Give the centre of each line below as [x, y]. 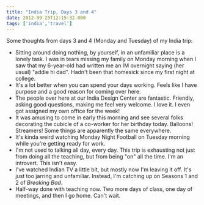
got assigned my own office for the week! [67, 111]
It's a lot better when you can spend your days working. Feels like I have [106, 85]
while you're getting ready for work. [60, 144]
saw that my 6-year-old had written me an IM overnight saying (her [100, 65]
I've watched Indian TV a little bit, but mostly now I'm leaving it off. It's [103, 170]
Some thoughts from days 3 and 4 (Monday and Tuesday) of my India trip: [100, 41]
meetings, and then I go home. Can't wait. [68, 196]
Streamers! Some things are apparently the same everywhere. [93, 131]
